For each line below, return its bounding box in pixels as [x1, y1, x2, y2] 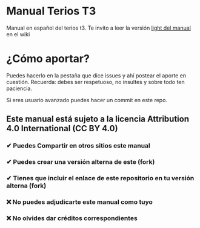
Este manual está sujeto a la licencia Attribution [6, 114, 190, 125]
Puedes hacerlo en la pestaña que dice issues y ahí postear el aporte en [6, 71, 187, 79]
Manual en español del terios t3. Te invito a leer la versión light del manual [6, 24, 191, 31]
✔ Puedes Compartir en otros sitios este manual [6, 142, 150, 150]
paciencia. [6, 85, 32, 92]
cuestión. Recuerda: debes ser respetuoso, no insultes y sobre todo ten [6, 78, 185, 85]
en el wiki [6, 30, 30, 37]
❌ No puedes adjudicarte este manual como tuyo [6, 198, 153, 206]
